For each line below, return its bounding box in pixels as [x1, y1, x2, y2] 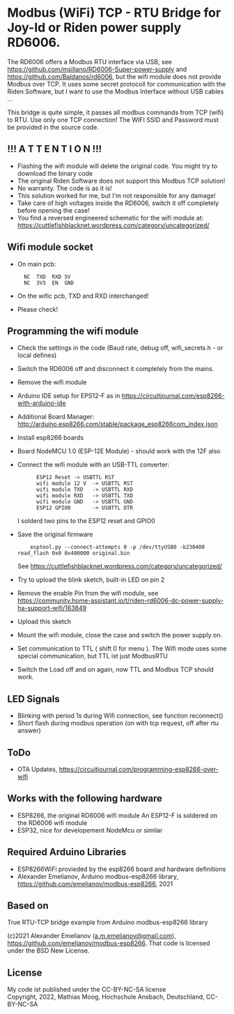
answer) [17, 727, 42, 735]
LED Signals [7, 693, 61, 705]
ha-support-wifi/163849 [17, 604, 87, 612]
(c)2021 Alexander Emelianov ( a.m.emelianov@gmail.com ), [7, 932, 176, 940]
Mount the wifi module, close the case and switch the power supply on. [17, 631, 223, 640]
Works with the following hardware [7, 793, 162, 805]
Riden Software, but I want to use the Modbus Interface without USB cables [7, 87, 224, 96]
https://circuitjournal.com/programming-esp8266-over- [58, 765, 219, 773]
